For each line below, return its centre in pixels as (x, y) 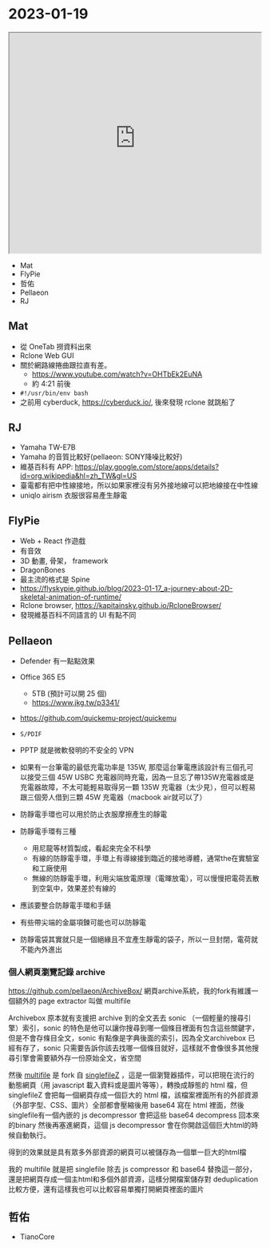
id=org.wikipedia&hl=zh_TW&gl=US (78, 475)
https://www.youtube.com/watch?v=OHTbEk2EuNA (117, 374)
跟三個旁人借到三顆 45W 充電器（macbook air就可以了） (113, 797)
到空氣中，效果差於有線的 (74, 888)
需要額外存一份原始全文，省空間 (88, 1058)
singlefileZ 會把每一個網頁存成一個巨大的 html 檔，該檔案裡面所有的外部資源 (133, 1095)
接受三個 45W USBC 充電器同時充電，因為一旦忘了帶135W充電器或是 (140, 777)
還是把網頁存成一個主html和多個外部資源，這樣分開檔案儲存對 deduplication (133, 1179)
